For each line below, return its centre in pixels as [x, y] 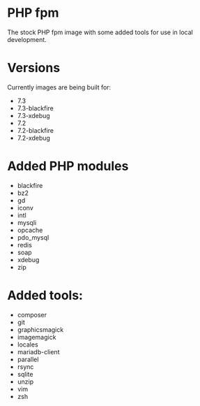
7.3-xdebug [33, 115]
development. [27, 39]
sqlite [25, 374]
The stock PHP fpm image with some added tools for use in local [100, 32]
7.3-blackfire [35, 108]
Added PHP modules [68, 166]
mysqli [27, 222]
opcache [30, 230]
